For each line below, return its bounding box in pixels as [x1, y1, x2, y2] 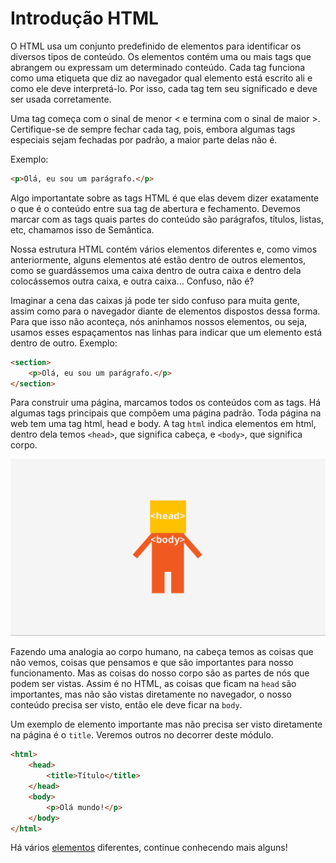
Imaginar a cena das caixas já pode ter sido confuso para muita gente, [10, 294, 301, 306]
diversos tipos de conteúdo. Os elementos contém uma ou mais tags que [10, 50, 312, 62]
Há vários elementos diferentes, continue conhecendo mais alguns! [10, 842, 288, 854]
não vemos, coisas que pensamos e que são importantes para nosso [10, 657, 294, 669]
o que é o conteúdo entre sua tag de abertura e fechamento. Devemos [10, 202, 301, 214]
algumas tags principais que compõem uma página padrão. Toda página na [10, 407, 322, 419]
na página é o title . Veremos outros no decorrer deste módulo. [10, 729, 274, 741]
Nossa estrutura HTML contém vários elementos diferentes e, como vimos [10, 243, 318, 255]
